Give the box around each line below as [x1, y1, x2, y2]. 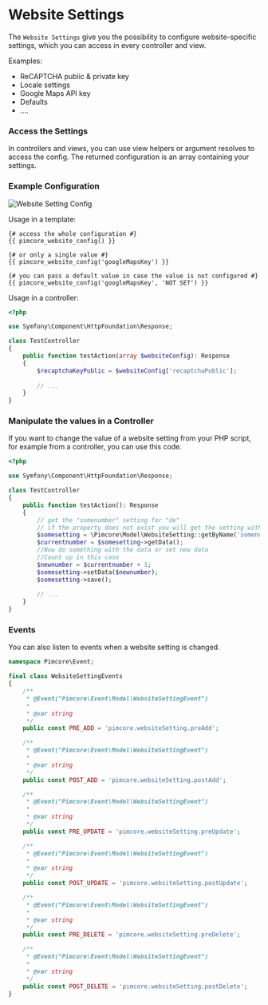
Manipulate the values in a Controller [8, 416, 154, 427]
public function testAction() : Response [22, 501, 159, 509]
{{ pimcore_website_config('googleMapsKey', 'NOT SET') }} [8, 278, 209, 287]
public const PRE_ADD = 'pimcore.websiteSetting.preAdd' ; [22, 724, 219, 732]
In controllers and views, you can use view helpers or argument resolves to [8, 144, 255, 154]
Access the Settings [8, 126, 89, 137]
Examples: [8, 56, 42, 66]
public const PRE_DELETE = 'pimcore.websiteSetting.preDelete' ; [22, 931, 241, 939]
